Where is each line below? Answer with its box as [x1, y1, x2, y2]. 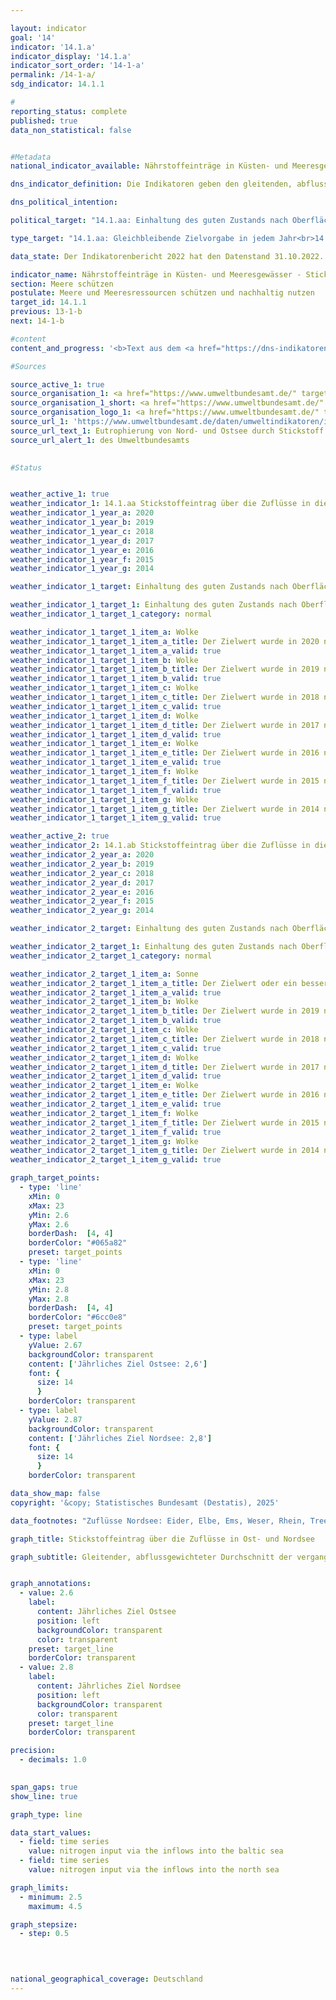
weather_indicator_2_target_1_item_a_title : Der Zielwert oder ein [10, 978, 298, 988]
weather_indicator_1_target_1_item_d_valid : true [10, 729, 222, 740]
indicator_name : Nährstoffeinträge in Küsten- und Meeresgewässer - [10, 269, 302, 280]
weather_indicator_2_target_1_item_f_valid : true [10, 1127, 222, 1137]
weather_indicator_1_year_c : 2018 [10, 526, 155, 536]
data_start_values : [10, 1827, 92, 1838]
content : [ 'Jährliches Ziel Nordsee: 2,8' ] [28, 1433, 213, 1443]
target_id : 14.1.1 [10, 297, 87, 308]
